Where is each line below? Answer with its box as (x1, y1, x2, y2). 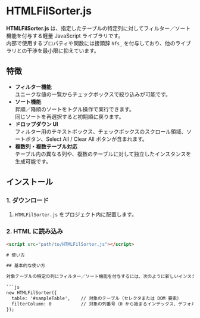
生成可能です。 (14, 158, 52, 165)
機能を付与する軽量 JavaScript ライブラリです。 (6, 32, 124, 39)
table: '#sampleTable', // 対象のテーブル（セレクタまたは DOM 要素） (11, 295, 182, 301)
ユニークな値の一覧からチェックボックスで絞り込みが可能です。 (14, 91, 171, 98)
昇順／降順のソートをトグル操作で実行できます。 (14, 106, 135, 113)
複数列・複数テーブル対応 (14, 143, 77, 150)
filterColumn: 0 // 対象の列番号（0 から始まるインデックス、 (11, 301, 179, 307)
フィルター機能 (14, 83, 52, 90)
